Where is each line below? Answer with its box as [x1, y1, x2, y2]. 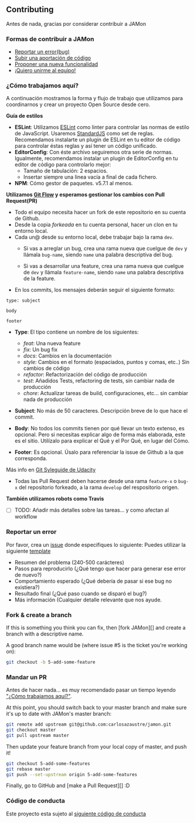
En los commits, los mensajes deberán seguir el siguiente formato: [14, 287, 175, 294]
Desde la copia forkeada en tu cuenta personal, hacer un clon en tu [14, 221, 178, 228]
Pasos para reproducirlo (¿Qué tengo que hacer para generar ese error [14, 565, 186, 572]
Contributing [6, 5, 54, 15]
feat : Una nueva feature [23, 340, 81, 347]
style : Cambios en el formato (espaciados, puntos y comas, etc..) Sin [23, 359, 190, 366]
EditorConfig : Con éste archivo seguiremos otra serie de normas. [14, 149, 173, 156]
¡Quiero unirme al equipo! [14, 67, 76, 74]
